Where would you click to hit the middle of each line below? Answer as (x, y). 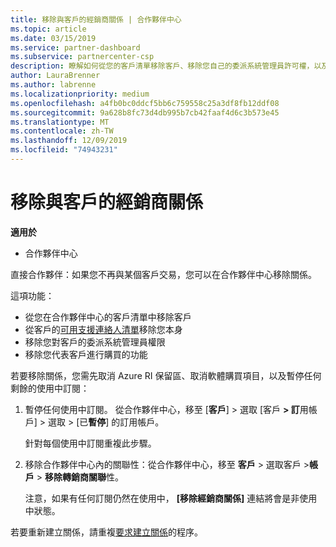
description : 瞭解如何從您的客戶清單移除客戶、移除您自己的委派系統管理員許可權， (162, 66)
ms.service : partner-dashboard (75, 47)
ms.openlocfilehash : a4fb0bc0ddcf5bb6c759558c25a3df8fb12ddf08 (145, 103)
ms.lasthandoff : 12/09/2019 (69, 141)
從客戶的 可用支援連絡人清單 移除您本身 (103, 329)
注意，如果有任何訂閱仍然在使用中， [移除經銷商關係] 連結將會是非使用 (171, 498)
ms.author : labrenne (53, 85)
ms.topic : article (48, 29)
